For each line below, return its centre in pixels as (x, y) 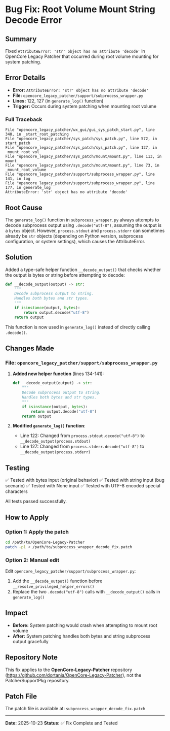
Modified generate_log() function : (49, 426)
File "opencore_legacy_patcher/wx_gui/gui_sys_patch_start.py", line (80, 130)
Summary (21, 39)
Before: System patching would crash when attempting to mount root (85, 625)
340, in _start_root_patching (37, 135)
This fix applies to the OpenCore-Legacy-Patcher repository (69, 670)
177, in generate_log (28, 188)
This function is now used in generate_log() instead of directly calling (78, 327)
